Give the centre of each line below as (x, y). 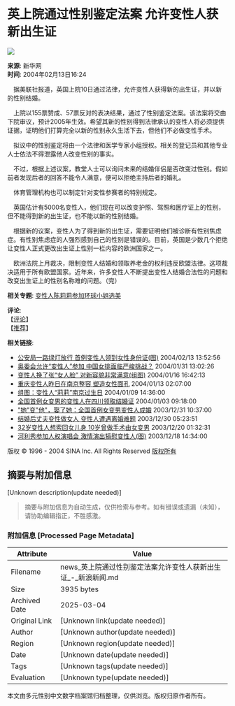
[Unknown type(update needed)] (115, 677)
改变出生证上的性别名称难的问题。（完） (64, 280)
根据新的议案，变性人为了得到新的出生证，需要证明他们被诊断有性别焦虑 (117, 231)
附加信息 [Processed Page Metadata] (71, 535)
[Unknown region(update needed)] (118, 644)
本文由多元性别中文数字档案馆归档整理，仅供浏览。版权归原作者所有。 (108, 696)
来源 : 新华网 (24, 65)
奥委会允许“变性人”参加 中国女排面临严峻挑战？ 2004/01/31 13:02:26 (116, 366)
